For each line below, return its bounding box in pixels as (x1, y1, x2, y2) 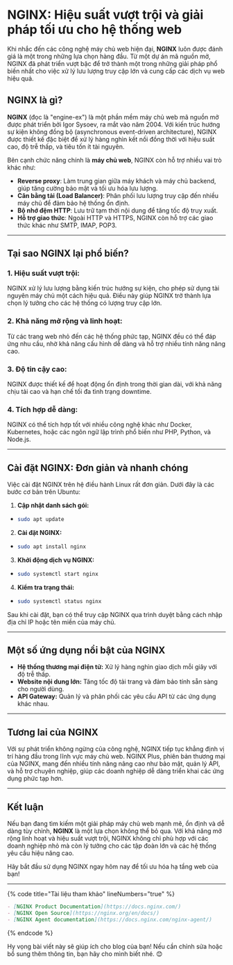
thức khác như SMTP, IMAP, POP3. (17, 221, 117, 229)
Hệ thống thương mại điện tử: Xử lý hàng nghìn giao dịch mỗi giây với (17, 663, 217, 671)
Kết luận (7, 801, 44, 813)
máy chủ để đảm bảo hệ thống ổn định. (17, 199, 130, 207)
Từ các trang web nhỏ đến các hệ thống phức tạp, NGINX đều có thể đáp (7, 332, 216, 340)
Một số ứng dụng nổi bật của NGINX (7, 645, 166, 657)
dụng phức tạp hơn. (7, 775, 64, 783)
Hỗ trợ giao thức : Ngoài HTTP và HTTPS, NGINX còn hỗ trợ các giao (17, 213, 214, 222)
